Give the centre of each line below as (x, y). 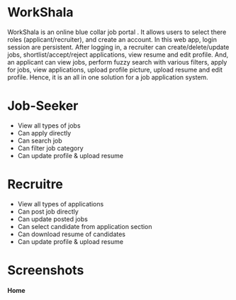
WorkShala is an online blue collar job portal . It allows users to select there (117, 32)
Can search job (40, 140)
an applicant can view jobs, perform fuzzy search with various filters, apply (117, 62)
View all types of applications (61, 204)
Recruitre (35, 184)
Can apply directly (44, 133)
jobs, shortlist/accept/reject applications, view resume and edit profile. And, (118, 55)
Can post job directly (48, 211)
